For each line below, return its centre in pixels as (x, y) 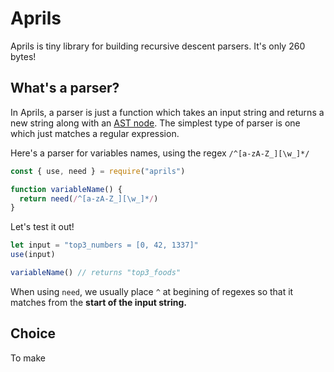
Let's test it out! (42, 227)
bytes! (23, 56)
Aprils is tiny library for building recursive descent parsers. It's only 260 (158, 46)
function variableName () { (66, 189)
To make (28, 358)
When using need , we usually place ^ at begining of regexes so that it (152, 291)
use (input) (33, 255)
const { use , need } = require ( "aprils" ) (98, 171)
